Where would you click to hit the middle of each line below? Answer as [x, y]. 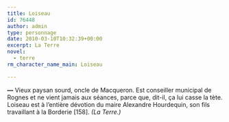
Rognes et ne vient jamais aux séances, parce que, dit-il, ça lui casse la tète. [115, 97]
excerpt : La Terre [33, 45]
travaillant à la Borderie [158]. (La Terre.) [64, 112]
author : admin [27, 26]
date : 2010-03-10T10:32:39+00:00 [55, 39]
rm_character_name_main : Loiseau [55, 64]
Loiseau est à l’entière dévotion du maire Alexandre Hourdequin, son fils [109, 104]
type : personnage [32, 33]
